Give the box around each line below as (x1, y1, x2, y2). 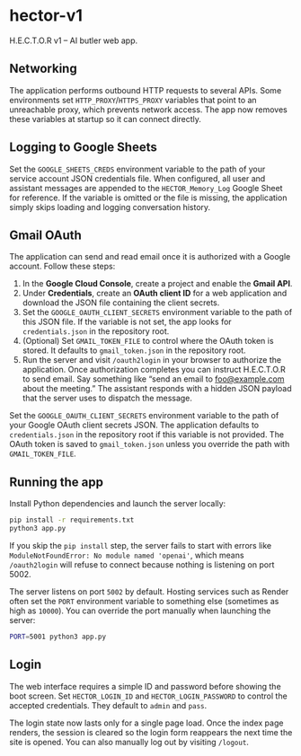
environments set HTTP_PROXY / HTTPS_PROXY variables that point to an (9, 94, 258, 105)
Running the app (9, 474, 103, 489)
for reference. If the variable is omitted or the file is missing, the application (9, 192, 288, 203)
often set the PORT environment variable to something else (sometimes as (9, 595, 279, 606)
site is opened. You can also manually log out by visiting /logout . (9, 736, 250, 747)
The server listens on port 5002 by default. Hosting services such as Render (9, 585, 289, 597)
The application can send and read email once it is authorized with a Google (9, 251, 291, 262)
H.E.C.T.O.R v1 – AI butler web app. (9, 35, 138, 46)
